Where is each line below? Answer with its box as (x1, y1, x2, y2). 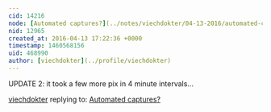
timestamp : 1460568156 (8, 42, 85, 50)
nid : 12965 (8, 27, 45, 35)
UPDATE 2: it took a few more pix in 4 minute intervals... (8, 78, 194, 89)
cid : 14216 (8, 11, 45, 20)
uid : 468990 (8, 49, 48, 57)
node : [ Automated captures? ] (8, 19, 106, 27)
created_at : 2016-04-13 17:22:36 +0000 (8, 34, 143, 43)
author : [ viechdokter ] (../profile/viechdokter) (8, 57, 172, 65)
